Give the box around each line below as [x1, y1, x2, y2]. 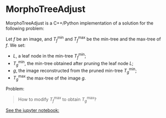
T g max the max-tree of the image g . [13, 74, 86, 82]
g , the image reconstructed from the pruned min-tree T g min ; [13, 66, 137, 74]
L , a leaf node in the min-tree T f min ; [13, 52, 86, 60]
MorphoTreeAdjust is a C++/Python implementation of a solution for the [6, 20, 153, 26]
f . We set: [6, 42, 26, 48]
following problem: [6, 25, 45, 31]
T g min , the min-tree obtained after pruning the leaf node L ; [13, 59, 133, 67]
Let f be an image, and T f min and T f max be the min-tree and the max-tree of [6, 35, 161, 43]
